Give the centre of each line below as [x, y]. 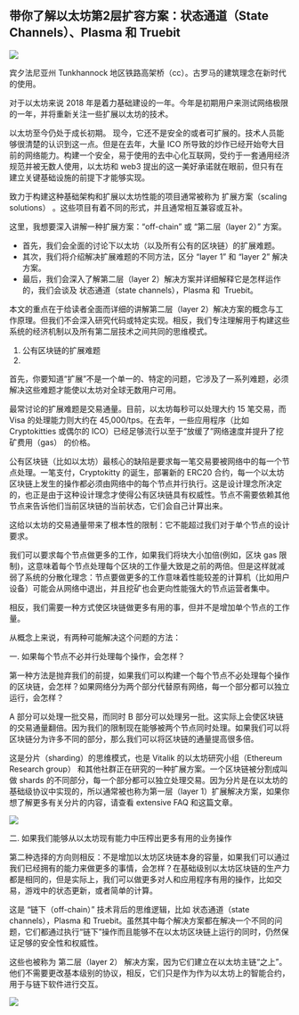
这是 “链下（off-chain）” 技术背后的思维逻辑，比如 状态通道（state [129, 909]
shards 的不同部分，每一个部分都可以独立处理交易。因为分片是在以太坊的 [154, 780]
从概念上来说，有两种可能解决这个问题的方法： [95, 637]
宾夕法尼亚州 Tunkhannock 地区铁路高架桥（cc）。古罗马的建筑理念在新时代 [148, 72]
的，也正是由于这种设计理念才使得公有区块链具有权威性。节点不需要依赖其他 [149, 494]
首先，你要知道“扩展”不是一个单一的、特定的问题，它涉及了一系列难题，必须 [149, 378]
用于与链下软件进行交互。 [56, 984]
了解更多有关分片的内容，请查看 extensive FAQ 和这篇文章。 [127, 802]
